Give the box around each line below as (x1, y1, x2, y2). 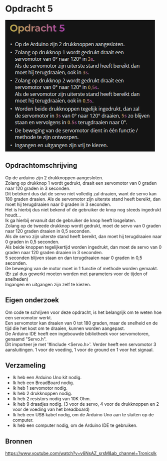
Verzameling (5, 361, 46, 370)
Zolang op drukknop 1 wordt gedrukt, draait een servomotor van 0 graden (5, 180, 157, 186)
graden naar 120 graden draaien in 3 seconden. (5, 249, 103, 255)
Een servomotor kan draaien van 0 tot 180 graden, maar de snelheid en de (5, 320, 158, 326)
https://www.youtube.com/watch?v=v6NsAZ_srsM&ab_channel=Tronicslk (5, 450, 157, 456)
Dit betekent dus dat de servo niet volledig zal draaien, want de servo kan (5, 190, 157, 196)
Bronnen (5, 437, 32, 445)
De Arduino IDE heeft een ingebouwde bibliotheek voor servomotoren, (5, 330, 150, 336)
